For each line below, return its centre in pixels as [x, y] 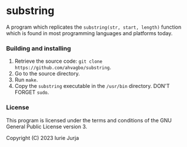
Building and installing [39, 48]
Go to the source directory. [47, 74]
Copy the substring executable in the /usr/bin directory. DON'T [92, 86]
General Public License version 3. [47, 127]
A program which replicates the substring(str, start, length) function [94, 27]
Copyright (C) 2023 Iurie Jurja [43, 138]
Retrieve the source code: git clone [59, 61]
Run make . [26, 80]
